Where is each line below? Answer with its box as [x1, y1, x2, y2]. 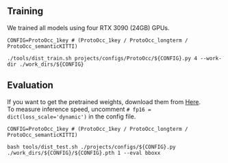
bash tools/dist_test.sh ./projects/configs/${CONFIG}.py [7, 143, 176, 150]
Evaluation [7, 79, 53, 91]
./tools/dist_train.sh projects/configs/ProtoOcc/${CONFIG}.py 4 [7, 55, 197, 62]
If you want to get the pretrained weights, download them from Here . [7, 97, 201, 105]
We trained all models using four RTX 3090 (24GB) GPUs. [7, 23, 170, 32]
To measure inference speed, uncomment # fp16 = [7, 105, 152, 113]
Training [7, 5, 44, 17]
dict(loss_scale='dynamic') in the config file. [7, 112, 136, 121]
